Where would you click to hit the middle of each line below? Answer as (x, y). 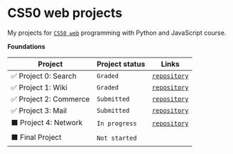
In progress (117, 123)
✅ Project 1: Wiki (39, 87)
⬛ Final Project (36, 137)
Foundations (26, 46)
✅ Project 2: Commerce (50, 99)
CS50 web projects (65, 13)
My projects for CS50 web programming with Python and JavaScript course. (117, 33)
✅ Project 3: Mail (39, 110)
